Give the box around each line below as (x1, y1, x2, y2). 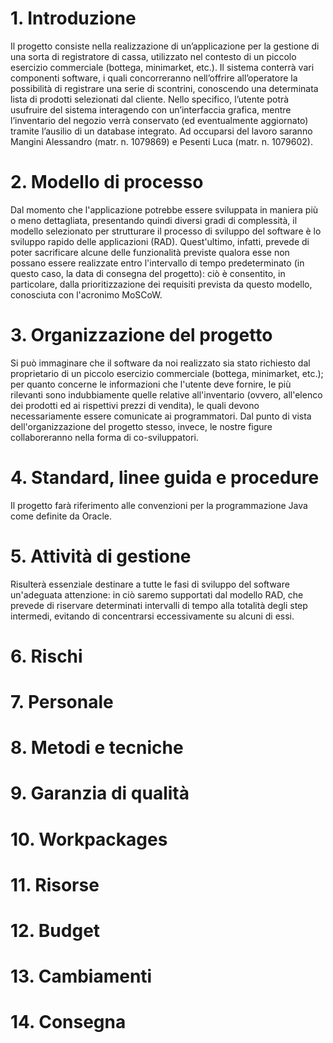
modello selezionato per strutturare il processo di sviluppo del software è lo (10, 225, 322, 237)
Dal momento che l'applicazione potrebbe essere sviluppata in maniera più (10, 203, 319, 216)
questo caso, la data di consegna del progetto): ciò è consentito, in (10, 267, 286, 279)
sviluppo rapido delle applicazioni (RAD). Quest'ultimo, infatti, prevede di (10, 235, 310, 247)
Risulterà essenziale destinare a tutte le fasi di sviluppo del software (10, 578, 290, 590)
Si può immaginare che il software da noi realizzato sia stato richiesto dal (10, 357, 311, 369)
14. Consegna (10, 1011, 127, 1034)
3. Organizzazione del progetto (10, 324, 273, 347)
